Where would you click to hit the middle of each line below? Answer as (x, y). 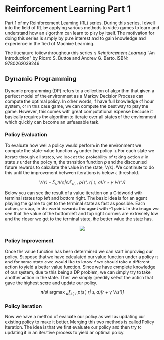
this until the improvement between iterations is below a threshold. (72, 172)
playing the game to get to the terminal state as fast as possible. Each (75, 203)
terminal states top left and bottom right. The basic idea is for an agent (76, 198)
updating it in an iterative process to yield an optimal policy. (65, 333)
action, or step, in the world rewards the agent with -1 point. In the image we (82, 208)
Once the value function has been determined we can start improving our (79, 251)
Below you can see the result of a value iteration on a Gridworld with (74, 193)
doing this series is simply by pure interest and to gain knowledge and (76, 38)
